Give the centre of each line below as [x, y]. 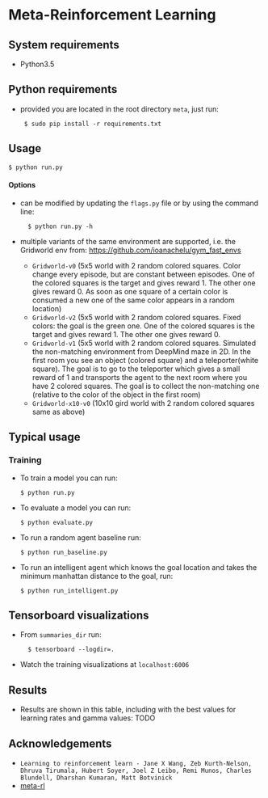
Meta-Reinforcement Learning [112, 15]
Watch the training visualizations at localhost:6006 [105, 665]
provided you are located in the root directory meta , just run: [119, 109]
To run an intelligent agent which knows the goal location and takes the [138, 567]
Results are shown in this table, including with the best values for [128, 710]
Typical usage [44, 437]
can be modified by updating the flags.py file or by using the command [139, 203]
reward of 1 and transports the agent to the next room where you [140, 377]
